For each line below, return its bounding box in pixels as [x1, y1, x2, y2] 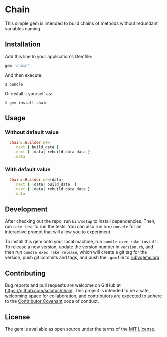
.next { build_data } [14, 145, 59, 150]
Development [5, 205, 48, 213]
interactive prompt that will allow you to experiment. [5, 229, 112, 235]
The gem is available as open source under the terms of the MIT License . [5, 326, 156, 332]
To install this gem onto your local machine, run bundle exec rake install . [5, 239, 159, 245]
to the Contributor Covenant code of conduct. [5, 298, 99, 304]
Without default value [5, 129, 59, 136]
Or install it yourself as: [5, 90, 52, 96]
